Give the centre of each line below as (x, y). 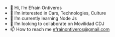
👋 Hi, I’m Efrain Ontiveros (36, 8)
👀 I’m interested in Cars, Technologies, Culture (58, 13)
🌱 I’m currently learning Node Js (43, 18)
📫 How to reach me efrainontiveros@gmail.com (60, 29)
